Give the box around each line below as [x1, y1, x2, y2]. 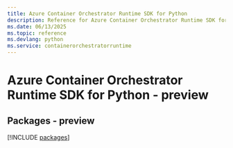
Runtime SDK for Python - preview [7, 88, 209, 103]
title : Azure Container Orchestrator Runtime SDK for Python [7, 10, 188, 17]
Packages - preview [7, 115, 95, 126]
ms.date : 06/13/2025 [7, 23, 67, 30]
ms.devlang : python [7, 36, 64, 43]
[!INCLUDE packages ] [7, 133, 70, 141]
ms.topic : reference [7, 29, 67, 37]
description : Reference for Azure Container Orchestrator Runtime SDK [7, 17, 216, 24]
